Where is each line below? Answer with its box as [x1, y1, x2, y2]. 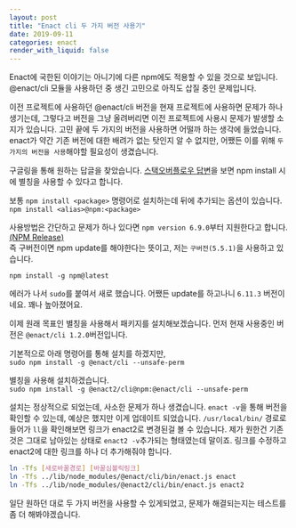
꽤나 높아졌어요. [28, 299, 83, 310]
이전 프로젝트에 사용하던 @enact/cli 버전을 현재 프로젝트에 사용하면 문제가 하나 [9, 102, 284, 112]
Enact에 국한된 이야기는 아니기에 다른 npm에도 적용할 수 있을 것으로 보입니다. [9, 72, 278, 83]
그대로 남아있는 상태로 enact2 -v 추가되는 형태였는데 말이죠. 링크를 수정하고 [25, 435, 287, 446]
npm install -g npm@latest [9, 272, 109, 280]
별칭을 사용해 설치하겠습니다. [9, 375, 109, 386]
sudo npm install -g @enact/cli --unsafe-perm [9, 358, 185, 368]
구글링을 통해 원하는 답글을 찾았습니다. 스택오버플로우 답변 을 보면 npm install [9, 166, 277, 176]
